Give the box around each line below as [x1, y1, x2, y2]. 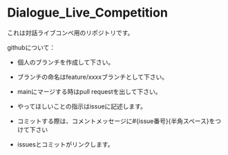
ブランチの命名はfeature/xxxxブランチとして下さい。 [17, 73, 168, 81]
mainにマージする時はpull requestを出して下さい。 [17, 87, 162, 95]
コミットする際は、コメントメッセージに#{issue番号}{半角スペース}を [17, 116, 216, 125]
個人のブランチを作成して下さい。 [17, 57, 115, 66]
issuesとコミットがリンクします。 [17, 140, 114, 148]
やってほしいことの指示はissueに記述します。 [17, 102, 147, 110]
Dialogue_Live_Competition [7, 5, 168, 21]
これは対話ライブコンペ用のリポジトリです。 [7, 28, 134, 37]
